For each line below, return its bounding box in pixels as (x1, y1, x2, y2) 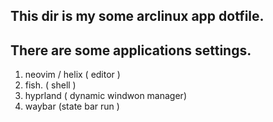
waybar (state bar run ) (24, 100, 120, 113)
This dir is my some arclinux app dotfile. (10, 8, 265, 25)
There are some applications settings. (10, 42, 252, 59)
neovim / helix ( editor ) (24, 69, 121, 81)
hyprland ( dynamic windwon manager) (24, 90, 187, 102)
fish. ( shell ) (24, 79, 77, 91)
